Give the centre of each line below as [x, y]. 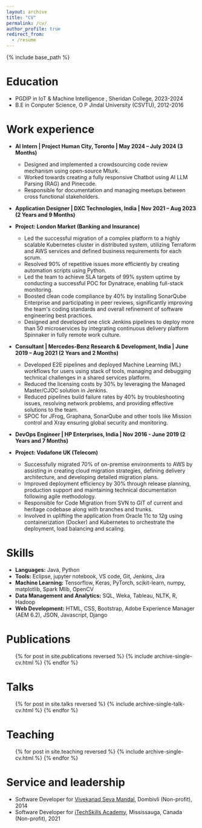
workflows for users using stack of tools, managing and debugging [108, 371]
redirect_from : [25, 35]
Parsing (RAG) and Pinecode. [60, 184]
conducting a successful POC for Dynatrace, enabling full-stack [103, 283]
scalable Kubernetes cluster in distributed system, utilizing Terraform [110, 244]
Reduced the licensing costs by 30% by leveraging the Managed [105, 384]
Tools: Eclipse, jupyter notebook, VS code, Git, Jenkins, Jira [90, 576]
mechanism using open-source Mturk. [72, 171]
